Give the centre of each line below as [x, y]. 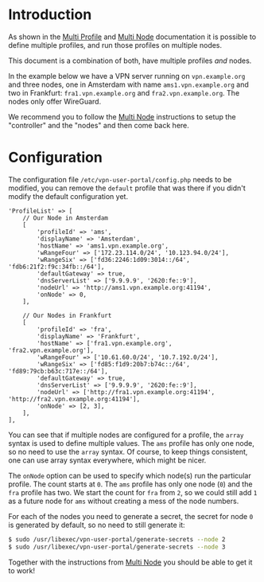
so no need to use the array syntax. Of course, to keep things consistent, [128, 451]
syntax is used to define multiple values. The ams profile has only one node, [131, 443]
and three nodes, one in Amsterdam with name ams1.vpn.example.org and [128, 84]
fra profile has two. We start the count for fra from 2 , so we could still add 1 [133, 492]
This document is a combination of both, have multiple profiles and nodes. [130, 61]
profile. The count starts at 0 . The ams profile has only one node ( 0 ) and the [130, 484]
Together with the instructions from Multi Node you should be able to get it [130, 562]
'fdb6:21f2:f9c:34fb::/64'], [56, 267]
